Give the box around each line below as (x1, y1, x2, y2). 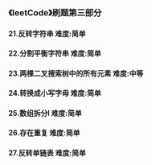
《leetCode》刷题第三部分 (8, 6, 102, 18)
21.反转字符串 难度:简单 (8, 28, 86, 38)
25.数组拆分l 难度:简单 (8, 108, 82, 118)
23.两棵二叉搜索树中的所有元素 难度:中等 (8, 68, 144, 78)
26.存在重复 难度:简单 (8, 128, 80, 138)
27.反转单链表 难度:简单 (8, 148, 86, 158)
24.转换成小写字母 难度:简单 (8, 89, 102, 98)
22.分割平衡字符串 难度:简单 (8, 48, 102, 58)
